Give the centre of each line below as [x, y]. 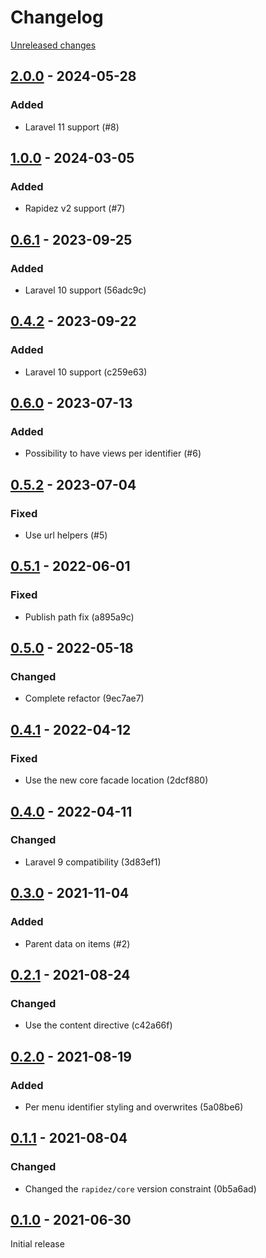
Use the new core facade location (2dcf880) [116, 780]
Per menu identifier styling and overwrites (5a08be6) [134, 1107]
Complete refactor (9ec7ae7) [84, 698]
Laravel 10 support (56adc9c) [85, 290]
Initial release [37, 1244]
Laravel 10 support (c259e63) [86, 372]
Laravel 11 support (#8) [72, 127]
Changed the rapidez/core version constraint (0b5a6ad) [140, 1188]
